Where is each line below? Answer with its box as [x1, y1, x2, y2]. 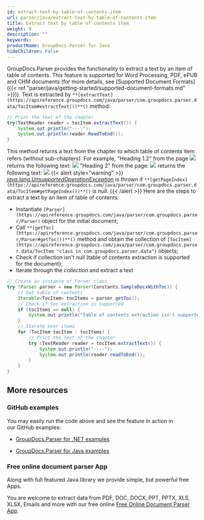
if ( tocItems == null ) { [18, 307, 81, 313]
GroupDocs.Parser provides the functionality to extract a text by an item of [7, 65, 193, 72]
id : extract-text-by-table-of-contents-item [7, 8, 121, 15]
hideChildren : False [7, 48, 59, 55]
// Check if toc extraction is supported [18, 301, 123, 307]
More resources [7, 385, 68, 396]
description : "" [7, 32, 48, 38]
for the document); [15, 260, 63, 267]
